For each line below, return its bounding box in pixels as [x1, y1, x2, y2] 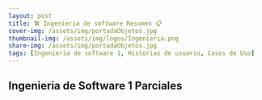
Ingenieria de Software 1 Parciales [8, 79, 183, 93]
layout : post [8, 11, 53, 20]
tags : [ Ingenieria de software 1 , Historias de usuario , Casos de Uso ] [8, 49, 255, 57]
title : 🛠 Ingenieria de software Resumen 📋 [8, 19, 163, 27]
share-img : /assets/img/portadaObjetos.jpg [8, 42, 158, 50]
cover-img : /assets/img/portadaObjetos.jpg [8, 27, 158, 35]
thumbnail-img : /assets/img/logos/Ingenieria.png [8, 34, 180, 43]
